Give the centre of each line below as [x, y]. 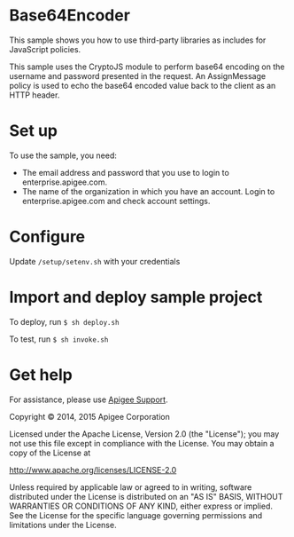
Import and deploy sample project [136, 297]
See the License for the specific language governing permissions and [136, 515]
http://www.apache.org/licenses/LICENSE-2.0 [93, 470]
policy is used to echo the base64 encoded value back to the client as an [143, 85]
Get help [41, 375]
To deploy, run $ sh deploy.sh [64, 321]
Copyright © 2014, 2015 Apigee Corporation [89, 416]
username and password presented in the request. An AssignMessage [138, 75]
